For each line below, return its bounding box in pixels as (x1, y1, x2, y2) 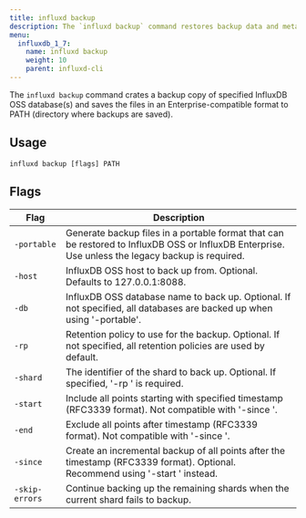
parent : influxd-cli (25, 65, 104, 74)
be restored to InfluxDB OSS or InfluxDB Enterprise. (65, 238, 285, 251)
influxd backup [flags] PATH (9, 159, 120, 169)
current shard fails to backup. (65, 493, 191, 506)
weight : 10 (25, 56, 67, 65)
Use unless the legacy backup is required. (65, 249, 245, 262)
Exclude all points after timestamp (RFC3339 (65, 418, 258, 430)
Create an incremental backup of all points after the (65, 444, 285, 457)
